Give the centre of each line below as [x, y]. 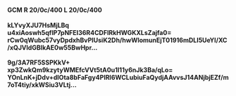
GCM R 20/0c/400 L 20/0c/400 [55, 10]
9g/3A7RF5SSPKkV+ [39, 62]
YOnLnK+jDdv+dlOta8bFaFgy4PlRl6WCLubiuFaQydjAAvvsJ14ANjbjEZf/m [118, 78]
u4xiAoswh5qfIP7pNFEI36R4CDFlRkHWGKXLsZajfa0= [89, 33]
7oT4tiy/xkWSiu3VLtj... [42, 85]
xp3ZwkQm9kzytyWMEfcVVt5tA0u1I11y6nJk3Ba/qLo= [90, 70]
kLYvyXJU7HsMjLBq [38, 25]
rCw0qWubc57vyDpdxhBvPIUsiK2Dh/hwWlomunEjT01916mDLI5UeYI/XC [117, 40]
